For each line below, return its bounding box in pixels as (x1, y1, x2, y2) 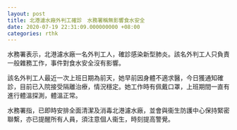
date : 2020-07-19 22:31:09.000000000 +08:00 (7, 23, 140, 30)
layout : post (7, 10, 46, 18)
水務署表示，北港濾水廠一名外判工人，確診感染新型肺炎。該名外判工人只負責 (7, 50, 230, 58)
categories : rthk (7, 30, 59, 37)
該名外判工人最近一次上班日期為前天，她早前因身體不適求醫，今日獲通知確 (7, 74, 224, 82)
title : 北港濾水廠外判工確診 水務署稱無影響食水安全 (7, 17, 145, 24)
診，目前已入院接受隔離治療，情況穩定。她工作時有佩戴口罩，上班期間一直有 (7, 82, 230, 91)
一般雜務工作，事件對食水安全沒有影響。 (7, 59, 125, 67)
